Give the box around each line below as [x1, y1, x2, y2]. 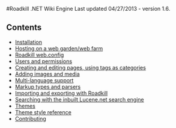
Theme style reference [14, 108, 72, 116]
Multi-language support [14, 76, 74, 84]
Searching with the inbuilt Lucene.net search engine [14, 96, 144, 103]
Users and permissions [14, 57, 73, 65]
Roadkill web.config [14, 51, 64, 58]
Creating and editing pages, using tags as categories [14, 64, 146, 71]
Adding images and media [14, 70, 80, 78]
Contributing [14, 115, 46, 122]
